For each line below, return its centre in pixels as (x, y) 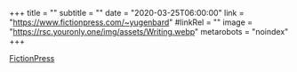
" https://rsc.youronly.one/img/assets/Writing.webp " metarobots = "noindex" (149, 32)
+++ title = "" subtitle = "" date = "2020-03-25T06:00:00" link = (127, 13)
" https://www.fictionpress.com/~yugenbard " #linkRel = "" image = (131, 22)
